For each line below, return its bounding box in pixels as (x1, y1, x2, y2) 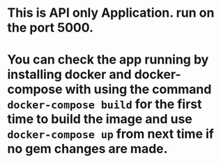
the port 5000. (7, 20, 94, 36)
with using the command (65, 82, 212, 97)
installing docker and (7, 66, 132, 83)
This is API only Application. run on (7, 5, 215, 21)
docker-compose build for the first (7, 97, 202, 113)
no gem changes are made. (7, 141, 168, 157)
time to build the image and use (7, 111, 193, 127)
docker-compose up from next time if (7, 126, 214, 142)
